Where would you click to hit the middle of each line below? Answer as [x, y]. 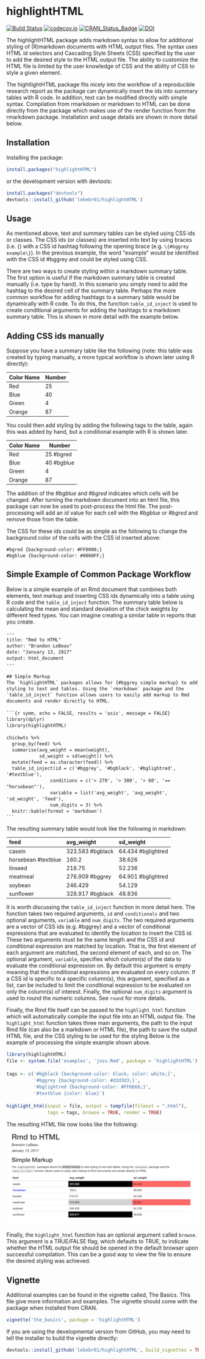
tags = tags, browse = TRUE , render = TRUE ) [105, 1113]
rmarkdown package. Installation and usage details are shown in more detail [102, 117]
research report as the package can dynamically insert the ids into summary [102, 91]
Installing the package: [35, 157]
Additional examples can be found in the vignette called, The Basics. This [99, 1295]
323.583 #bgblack [90, 851]
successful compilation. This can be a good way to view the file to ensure [99, 1254]
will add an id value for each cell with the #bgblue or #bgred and [117, 513]
